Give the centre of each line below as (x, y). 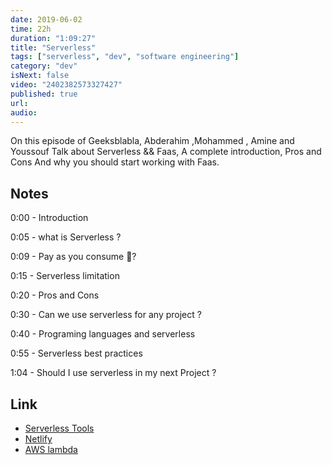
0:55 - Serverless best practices (76, 353)
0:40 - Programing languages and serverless (103, 334)
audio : (24, 112)
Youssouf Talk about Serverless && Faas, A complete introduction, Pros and (166, 152)
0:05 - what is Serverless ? (66, 237)
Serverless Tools (59, 428)
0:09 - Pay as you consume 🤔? (73, 257)
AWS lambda (51, 449)
